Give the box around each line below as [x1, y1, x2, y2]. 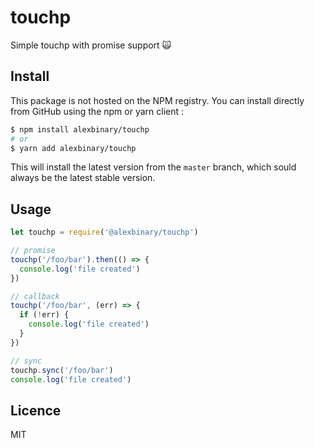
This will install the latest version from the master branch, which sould [10, 161, 297, 173]
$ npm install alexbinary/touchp [10, 124, 150, 135]
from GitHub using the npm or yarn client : [10, 105, 185, 117]
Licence [10, 402, 62, 419]
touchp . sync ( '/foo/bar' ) [10, 365, 114, 375]
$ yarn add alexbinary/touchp [10, 143, 137, 153]
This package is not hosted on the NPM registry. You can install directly [10, 94, 305, 106]
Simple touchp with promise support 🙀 [10, 39, 172, 51]
